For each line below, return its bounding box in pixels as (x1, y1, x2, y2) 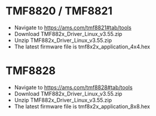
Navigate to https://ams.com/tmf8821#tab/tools (14, 24, 132, 31)
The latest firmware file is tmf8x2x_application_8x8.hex (14, 103, 151, 110)
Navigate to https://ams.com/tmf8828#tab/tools (14, 84, 133, 91)
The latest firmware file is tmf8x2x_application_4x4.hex (14, 43, 151, 50)
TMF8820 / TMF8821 (5, 4, 113, 18)
